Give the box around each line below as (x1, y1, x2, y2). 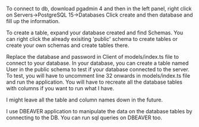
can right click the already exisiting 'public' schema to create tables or (6, 36, 178, 42)
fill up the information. (6, 18, 61, 24)
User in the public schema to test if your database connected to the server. (6, 66, 190, 73)
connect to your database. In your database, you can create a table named (6, 59, 189, 66)
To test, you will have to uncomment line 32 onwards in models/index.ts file (6, 72, 191, 79)
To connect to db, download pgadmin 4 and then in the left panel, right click (6, 5, 192, 12)
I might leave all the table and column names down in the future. (6, 96, 163, 103)
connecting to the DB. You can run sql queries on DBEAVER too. (6, 114, 162, 121)
